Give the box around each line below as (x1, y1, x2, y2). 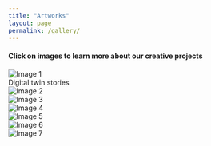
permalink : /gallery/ (8, 26, 81, 34)
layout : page (8, 19, 52, 27)
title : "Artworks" (8, 11, 70, 20)
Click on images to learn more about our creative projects (8, 51, 203, 61)
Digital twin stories (8, 77, 70, 87)
